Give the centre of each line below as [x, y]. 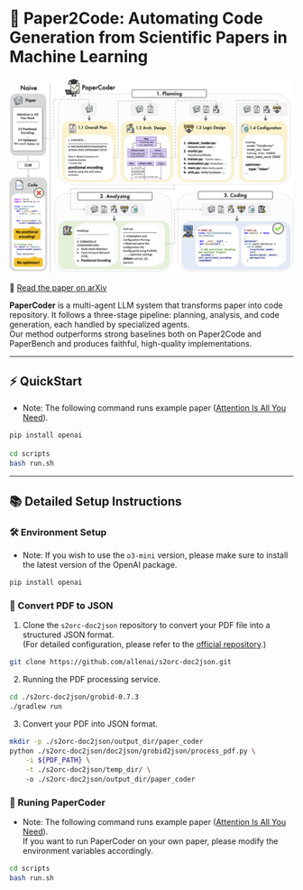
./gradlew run [36, 706]
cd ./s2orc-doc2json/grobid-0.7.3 [74, 697]
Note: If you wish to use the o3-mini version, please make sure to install [155, 555]
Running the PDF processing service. [91, 679]
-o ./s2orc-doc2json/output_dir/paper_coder [110, 780]
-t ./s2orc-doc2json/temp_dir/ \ [88, 770]
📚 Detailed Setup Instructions [96, 501]
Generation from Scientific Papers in [148, 37]
